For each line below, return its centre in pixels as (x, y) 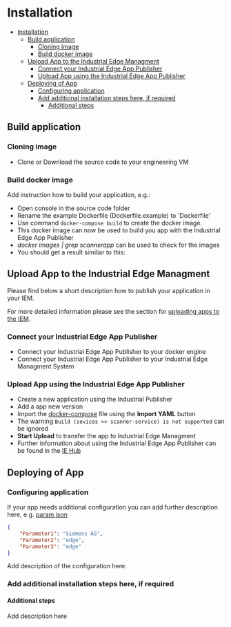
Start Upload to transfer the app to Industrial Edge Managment (107, 436)
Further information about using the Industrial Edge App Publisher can (117, 443)
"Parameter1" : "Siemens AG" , (61, 534)
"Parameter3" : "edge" (50, 546)
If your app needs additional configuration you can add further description (113, 507)
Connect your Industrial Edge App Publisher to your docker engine (111, 352)
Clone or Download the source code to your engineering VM (103, 162)
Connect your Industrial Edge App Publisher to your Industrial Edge (112, 359)
